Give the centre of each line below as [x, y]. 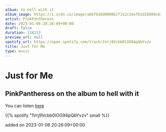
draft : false [19, 28]
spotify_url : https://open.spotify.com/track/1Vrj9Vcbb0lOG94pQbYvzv [78, 42]
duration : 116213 [23, 33]
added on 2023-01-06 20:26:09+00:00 [45, 125]
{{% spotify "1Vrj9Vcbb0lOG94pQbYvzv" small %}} [57, 115]
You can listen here [25, 106]
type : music [17, 51]
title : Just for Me [25, 46]
